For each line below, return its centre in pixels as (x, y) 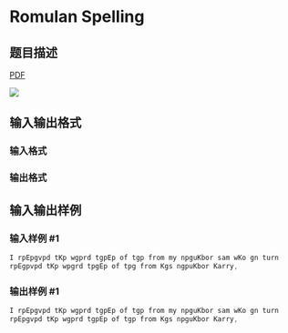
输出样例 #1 (34, 291)
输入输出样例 (46, 210)
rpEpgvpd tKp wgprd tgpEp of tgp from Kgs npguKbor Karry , (124, 319)
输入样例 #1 (34, 238)
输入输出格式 (46, 123)
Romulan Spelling (77, 17)
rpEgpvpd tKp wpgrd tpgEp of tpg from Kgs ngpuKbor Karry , (124, 266)
